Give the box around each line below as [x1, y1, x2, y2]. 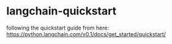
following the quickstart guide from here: [6, 24, 109, 31]
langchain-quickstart [6, 4, 117, 18]
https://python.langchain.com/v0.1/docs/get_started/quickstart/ [6, 30, 166, 37]
